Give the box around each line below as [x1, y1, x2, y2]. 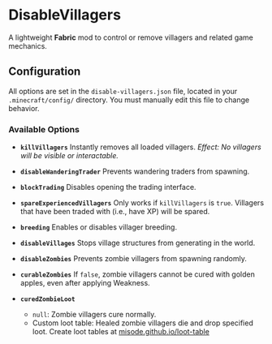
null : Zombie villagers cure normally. [32, 310, 157, 320]
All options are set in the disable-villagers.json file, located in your [8, 86, 238, 96]
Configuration [8, 65, 81, 79]
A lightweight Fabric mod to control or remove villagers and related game [8, 32, 254, 42]
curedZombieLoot [19, 295, 76, 303]
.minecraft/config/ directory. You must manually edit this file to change [8, 95, 250, 105]
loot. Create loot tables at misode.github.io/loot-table [32, 327, 209, 337]
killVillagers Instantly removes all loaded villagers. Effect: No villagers [19, 142, 261, 152]
